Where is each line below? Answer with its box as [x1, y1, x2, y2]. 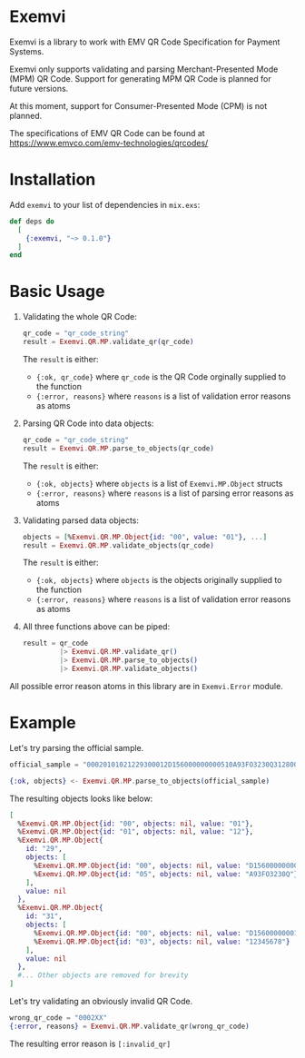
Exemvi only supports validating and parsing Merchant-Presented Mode [9, 64, 279, 74]
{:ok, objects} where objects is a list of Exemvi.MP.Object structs [35, 478, 283, 489]
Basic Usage [9, 282, 105, 302]
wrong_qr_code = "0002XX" [9, 1014, 107, 1023]
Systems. [9, 45, 44, 56]
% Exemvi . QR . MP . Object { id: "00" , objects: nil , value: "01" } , [17, 819, 254, 828]
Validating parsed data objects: [22, 515, 139, 526]
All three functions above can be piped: [22, 621, 171, 632]
